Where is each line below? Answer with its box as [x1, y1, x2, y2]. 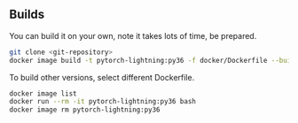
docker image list [9, 88, 77, 98]
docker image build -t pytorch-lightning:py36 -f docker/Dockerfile [9, 56, 268, 65]
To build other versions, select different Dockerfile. [9, 72, 195, 82]
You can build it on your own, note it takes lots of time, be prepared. [9, 30, 257, 41]
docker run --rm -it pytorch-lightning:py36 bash [9, 97, 197, 106]
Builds [9, 7, 45, 22]
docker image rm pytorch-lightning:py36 [9, 105, 161, 114]
